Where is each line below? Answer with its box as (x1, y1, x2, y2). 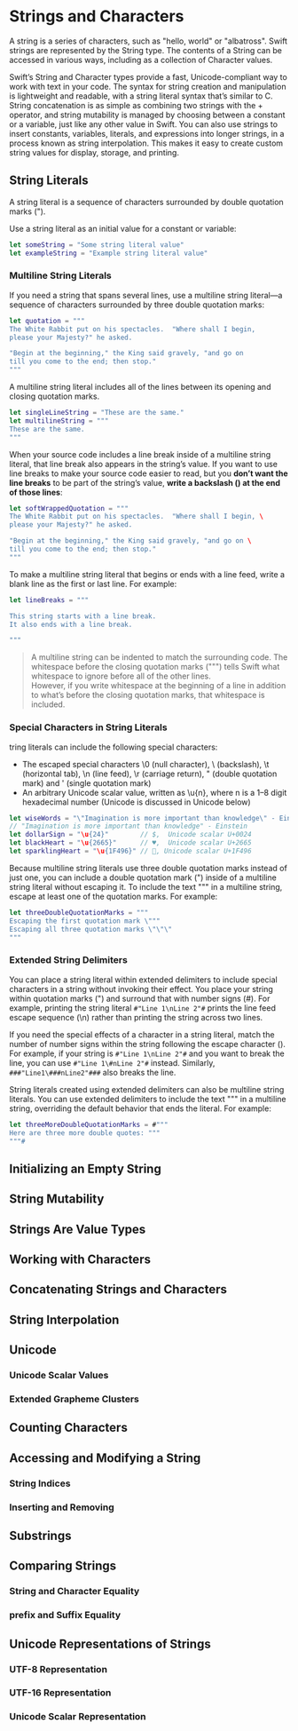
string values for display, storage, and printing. (9, 147, 180, 157)
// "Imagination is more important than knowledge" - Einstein (9, 822, 248, 831)
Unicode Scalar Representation (9, 1711, 146, 1723)
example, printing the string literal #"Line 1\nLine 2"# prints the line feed (9, 1002, 277, 1013)
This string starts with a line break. (9, 611, 157, 621)
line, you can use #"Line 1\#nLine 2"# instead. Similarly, (9, 1057, 216, 1068)
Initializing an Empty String (9, 1161, 161, 1176)
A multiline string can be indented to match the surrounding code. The (30, 652, 288, 663)
